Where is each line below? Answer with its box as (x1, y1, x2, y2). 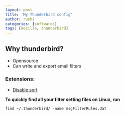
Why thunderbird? (5, 44, 64, 53)
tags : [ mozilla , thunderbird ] (5, 26, 69, 31)
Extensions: (5, 75, 35, 82)
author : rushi (5, 16, 35, 21)
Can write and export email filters (12, 63, 82, 69)
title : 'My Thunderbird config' (5, 12, 73, 17)
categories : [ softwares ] (5, 21, 57, 26)
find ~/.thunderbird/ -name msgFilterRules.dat (5, 106, 107, 111)
